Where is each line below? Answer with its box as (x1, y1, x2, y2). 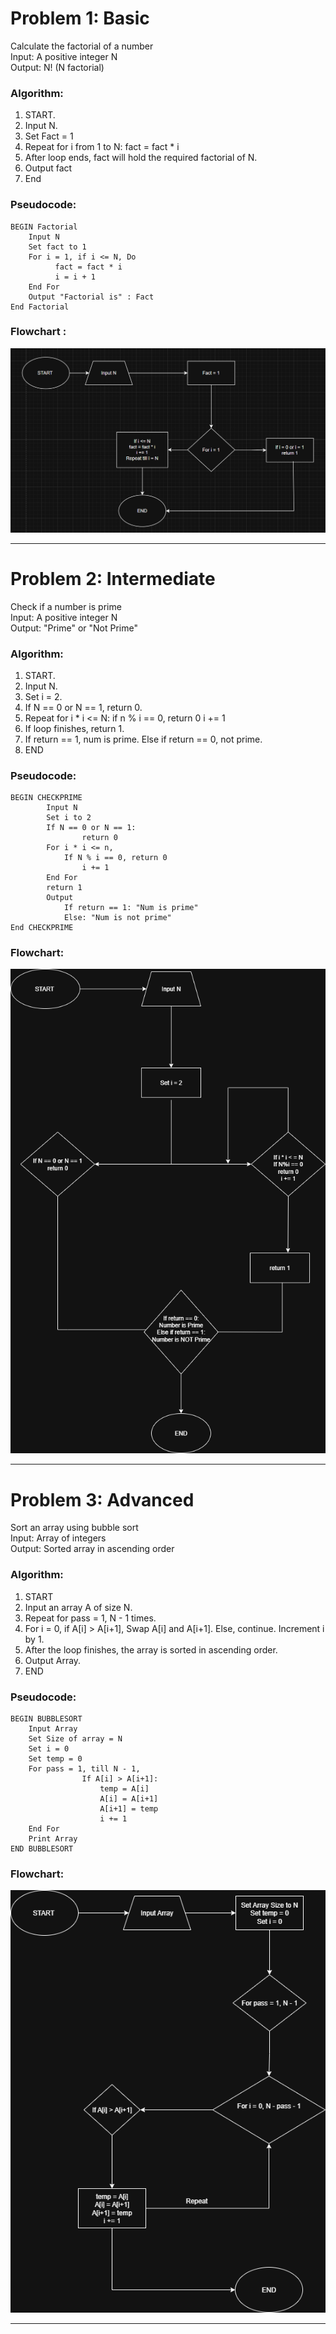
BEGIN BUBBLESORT (10, 1713, 83, 1724)
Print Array (28, 1833, 78, 1844)
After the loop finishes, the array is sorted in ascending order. (24, 1643, 278, 1656)
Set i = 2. (24, 690, 63, 702)
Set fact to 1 (28, 242, 87, 252)
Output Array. (24, 1654, 82, 1666)
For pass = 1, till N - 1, (28, 1763, 141, 1774)
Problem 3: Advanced (10, 1488, 195, 1511)
